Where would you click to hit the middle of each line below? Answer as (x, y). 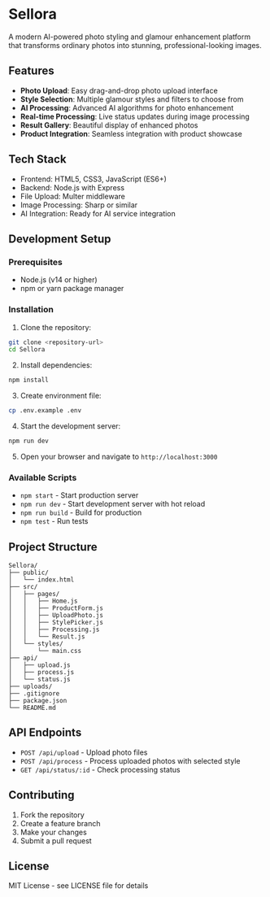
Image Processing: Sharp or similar (79, 205)
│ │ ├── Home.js (44, 601)
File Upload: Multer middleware (73, 196)
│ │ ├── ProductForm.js (56, 608)
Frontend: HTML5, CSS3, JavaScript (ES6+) (93, 179)
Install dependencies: (56, 365)
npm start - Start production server (79, 495)
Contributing (41, 795)
